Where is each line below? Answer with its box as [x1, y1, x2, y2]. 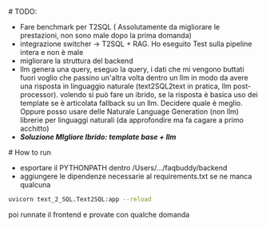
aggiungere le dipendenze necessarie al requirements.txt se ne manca [19, 171, 252, 181]
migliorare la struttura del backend [19, 56, 133, 65]
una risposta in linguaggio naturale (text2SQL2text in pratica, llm [19, 81, 232, 91]
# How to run [8, 147, 52, 157]
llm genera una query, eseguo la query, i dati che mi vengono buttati [19, 65, 245, 74]
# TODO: [8, 7, 38, 16]
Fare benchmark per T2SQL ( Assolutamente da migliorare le [19, 22, 220, 31]
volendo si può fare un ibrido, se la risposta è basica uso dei [59, 90, 258, 99]
